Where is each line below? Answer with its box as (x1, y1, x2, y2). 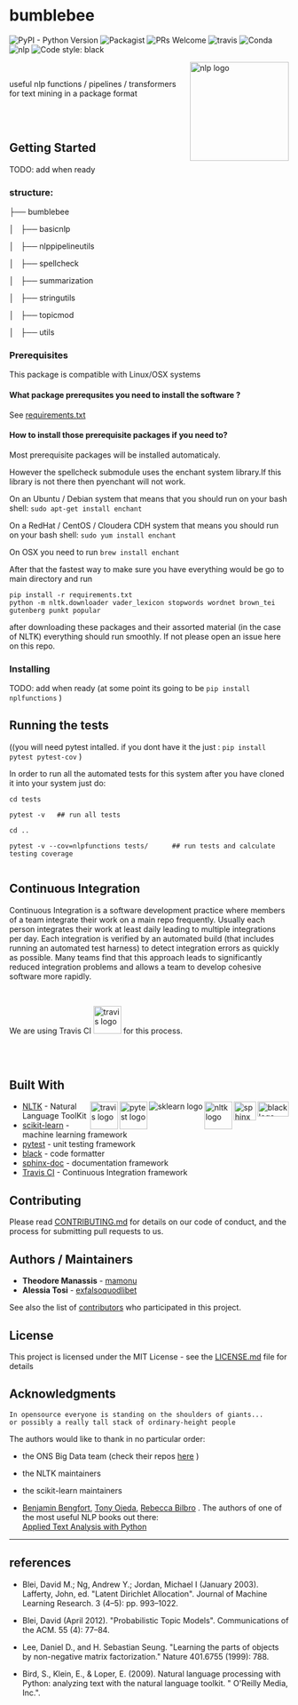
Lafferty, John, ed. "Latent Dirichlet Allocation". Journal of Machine (21, 1588, 268, 1599)
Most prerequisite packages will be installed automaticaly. (9, 450, 221, 460)
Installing (9, 663, 51, 675)
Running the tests (9, 718, 109, 733)
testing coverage (9, 849, 74, 858)
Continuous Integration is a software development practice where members (9, 904, 286, 915)
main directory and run (9, 573, 93, 584)
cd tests (9, 794, 42, 804)
